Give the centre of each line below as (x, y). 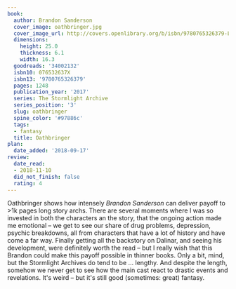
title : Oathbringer (42, 137)
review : (19, 157)
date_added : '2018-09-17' (52, 151)
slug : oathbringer (41, 112)
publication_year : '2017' (52, 92)
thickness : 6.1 (42, 53)
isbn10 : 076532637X (42, 72)
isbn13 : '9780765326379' (50, 79)
